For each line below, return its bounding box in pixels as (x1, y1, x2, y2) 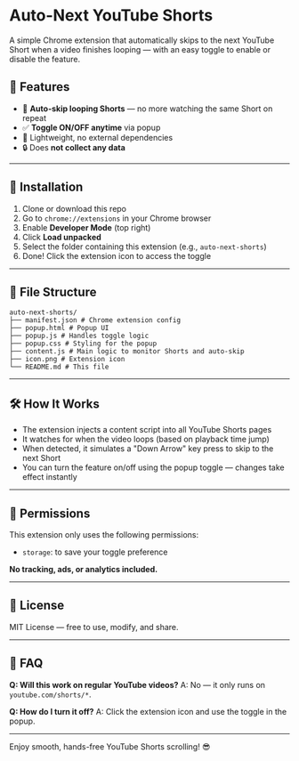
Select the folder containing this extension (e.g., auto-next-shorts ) (21, 241, 267, 252)
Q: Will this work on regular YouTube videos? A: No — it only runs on (9, 679, 265, 690)
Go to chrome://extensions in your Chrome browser (21, 213, 212, 223)
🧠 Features (9, 79, 70, 94)
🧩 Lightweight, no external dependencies (21, 132, 174, 142)
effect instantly (21, 472, 77, 482)
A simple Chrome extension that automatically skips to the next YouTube (9, 35, 275, 45)
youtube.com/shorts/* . (9, 689, 92, 700)
